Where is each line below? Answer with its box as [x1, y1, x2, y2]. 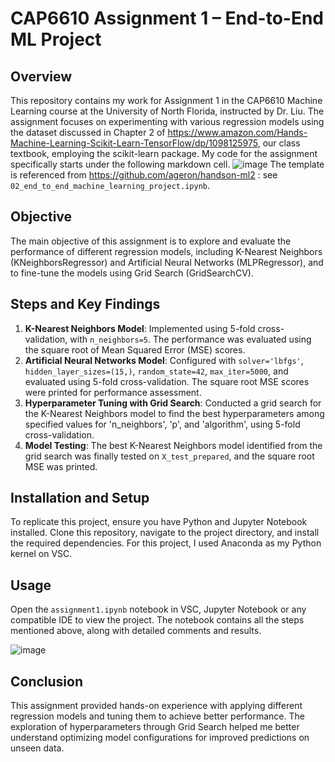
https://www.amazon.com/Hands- [167, 127, 308, 138]
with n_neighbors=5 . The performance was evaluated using [69, 333, 312, 345]
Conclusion [10, 673, 84, 690]
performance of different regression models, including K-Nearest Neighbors [10, 245, 323, 257]
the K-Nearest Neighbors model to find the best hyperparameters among [24, 407, 325, 419]
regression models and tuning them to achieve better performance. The [10, 710, 305, 722]
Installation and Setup [10, 490, 150, 507]
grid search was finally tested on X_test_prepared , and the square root [24, 450, 315, 462]
